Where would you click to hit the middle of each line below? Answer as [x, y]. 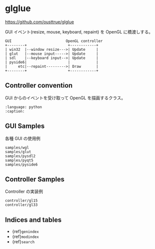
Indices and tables [33, 220]
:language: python [23, 107]
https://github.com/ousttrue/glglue [39, 22]
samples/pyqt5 [19, 160]
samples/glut [18, 152]
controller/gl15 [21, 201]
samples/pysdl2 [20, 156]
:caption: [15, 111]
